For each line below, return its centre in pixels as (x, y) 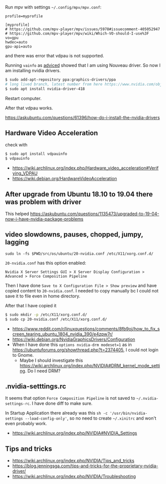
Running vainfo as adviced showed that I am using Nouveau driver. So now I (83, 65)
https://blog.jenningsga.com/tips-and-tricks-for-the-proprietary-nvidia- (85, 466)
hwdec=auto (16, 42)
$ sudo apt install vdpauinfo (36, 154)
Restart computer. (23, 98)
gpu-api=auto (19, 47)
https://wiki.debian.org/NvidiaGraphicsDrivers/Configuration (74, 339)
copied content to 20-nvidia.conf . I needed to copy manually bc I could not (82, 290)
